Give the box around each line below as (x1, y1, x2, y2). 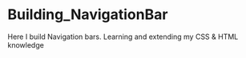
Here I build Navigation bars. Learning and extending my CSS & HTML (7, 32, 239, 41)
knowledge (7, 40, 45, 49)
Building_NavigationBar (7, 6, 168, 24)
